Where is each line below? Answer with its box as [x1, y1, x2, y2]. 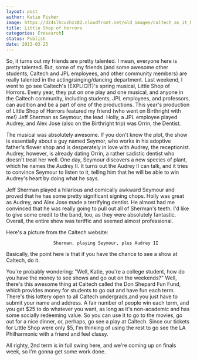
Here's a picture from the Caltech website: [6, 228, 108, 235]
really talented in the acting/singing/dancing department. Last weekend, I [6, 76, 183, 83]
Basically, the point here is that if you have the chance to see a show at [6, 250, 178, 257]
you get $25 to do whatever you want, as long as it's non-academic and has [6, 305, 190, 312]
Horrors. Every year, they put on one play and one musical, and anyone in [6, 89, 184, 96]
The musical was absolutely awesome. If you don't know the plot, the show [6, 131, 188, 138]
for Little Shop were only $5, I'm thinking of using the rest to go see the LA [6, 324, 186, 331]
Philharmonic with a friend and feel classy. [6, 330, 108, 338]
